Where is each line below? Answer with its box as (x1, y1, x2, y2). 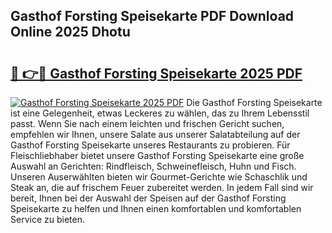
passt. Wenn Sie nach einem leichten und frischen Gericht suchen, (10, 118, 285, 129)
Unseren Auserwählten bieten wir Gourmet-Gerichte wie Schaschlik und (10, 171, 308, 183)
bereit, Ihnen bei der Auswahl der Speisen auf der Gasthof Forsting (10, 192, 287, 204)
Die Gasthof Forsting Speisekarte (186, 97, 323, 108)
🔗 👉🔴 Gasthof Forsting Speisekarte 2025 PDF (10, 65, 303, 82)
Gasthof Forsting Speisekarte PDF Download (10, 8, 295, 25)
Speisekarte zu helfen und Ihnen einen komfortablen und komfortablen (10, 203, 302, 214)
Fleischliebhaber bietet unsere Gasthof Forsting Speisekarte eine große (10, 150, 305, 161)
